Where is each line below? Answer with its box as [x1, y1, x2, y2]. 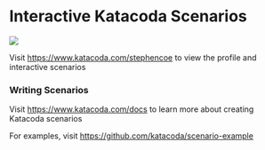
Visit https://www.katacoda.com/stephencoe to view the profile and [9, 51, 257, 63]
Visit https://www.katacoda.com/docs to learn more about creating [9, 104, 254, 114]
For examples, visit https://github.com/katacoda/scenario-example [9, 130, 253, 141]
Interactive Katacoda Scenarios [9, 6, 247, 27]
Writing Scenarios [9, 83, 89, 96]
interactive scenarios [9, 61, 86, 72]
